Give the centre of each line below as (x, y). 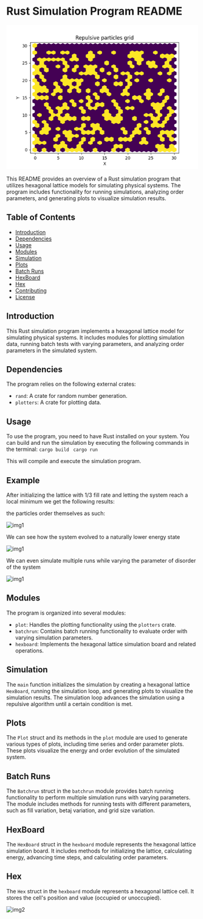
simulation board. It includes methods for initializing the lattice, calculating (99, 851)
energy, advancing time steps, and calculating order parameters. (87, 857)
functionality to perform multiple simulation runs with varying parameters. (98, 798)
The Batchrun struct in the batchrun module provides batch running (90, 791)
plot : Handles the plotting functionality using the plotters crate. (95, 624)
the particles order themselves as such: (56, 513)
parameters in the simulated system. (52, 350)
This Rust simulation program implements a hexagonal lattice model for (95, 331)
